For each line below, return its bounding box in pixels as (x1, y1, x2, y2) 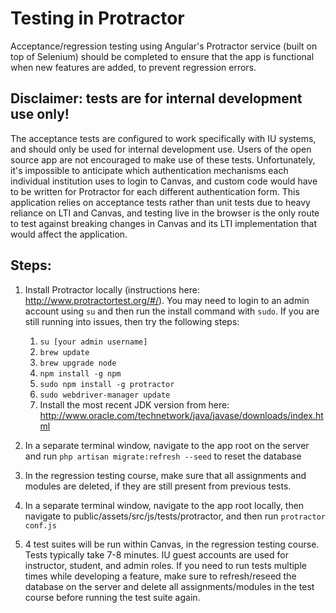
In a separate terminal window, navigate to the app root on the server (24, 439, 310, 451)
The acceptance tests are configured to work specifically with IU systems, (10, 132, 317, 144)
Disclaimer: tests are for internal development (10, 90, 303, 107)
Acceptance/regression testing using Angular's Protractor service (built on (10, 40, 318, 52)
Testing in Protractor (10, 7, 185, 30)
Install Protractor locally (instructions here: (24, 283, 200, 296)
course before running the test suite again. (24, 591, 201, 603)
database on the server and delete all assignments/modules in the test (24, 580, 315, 592)
